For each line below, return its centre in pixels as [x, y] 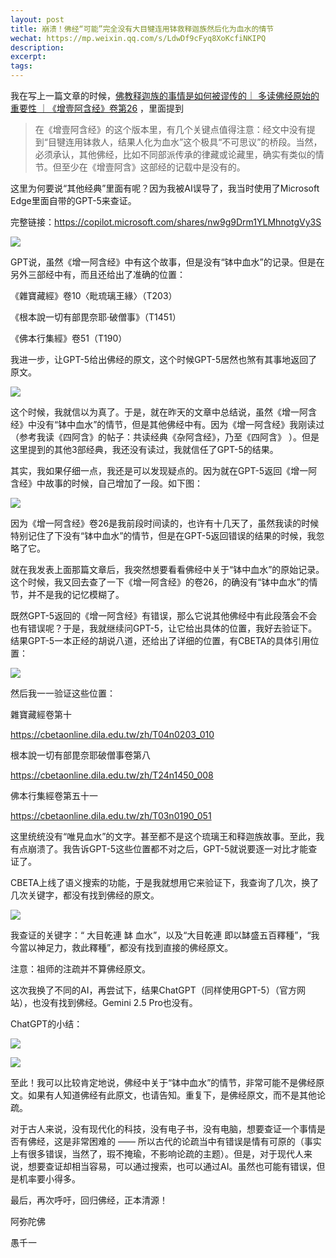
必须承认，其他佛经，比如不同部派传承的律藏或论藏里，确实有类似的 [175, 154]
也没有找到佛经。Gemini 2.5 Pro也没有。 [114, 1002]
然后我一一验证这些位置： [63, 693]
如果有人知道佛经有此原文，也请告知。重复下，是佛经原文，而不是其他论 [176, 1095]
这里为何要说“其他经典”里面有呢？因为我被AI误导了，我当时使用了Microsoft [165, 188]
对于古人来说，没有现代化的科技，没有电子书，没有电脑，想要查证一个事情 [163, 1129]
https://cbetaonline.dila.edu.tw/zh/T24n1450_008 [112, 775]
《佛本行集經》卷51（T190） [69, 338]
